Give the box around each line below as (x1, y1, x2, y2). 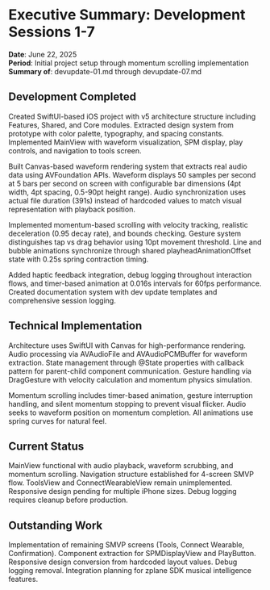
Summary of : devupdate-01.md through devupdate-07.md (8, 66, 201, 76)
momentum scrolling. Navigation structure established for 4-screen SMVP (8, 470, 255, 479)
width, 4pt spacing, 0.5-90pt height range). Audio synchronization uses (8, 187, 247, 197)
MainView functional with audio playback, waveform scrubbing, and (8, 461, 234, 471)
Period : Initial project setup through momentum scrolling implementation (8, 58, 250, 68)
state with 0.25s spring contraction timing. (8, 254, 149, 264)
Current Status (8, 439, 85, 453)
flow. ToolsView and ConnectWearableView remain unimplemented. (8, 478, 233, 487)
